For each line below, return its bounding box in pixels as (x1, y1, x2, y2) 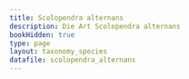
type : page (9, 38, 51, 48)
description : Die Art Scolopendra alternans (9, 22, 181, 31)
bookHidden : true (9, 30, 75, 39)
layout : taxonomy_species (9, 47, 107, 56)
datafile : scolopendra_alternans (9, 55, 136, 64)
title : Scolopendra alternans (9, 13, 124, 23)
